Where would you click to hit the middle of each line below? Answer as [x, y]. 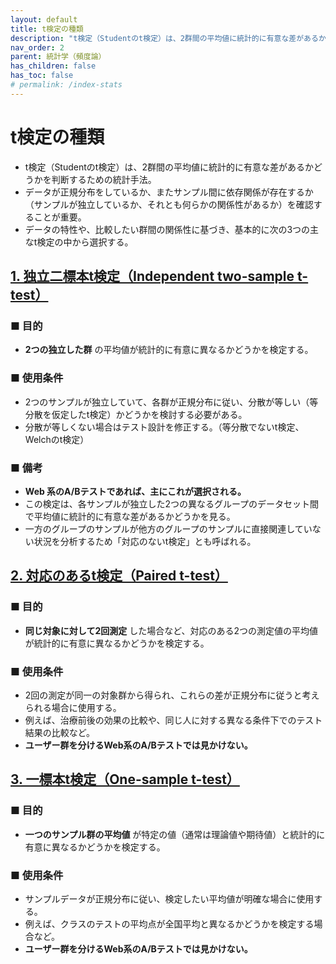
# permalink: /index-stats [66, 85]
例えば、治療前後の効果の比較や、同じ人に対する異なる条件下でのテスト [173, 720]
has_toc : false [42, 76]
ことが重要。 [60, 217]
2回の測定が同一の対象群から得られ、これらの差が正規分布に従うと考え [172, 695]
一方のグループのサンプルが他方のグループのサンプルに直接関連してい [168, 528]
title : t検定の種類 [47, 29]
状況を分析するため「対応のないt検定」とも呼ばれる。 [145, 541]
